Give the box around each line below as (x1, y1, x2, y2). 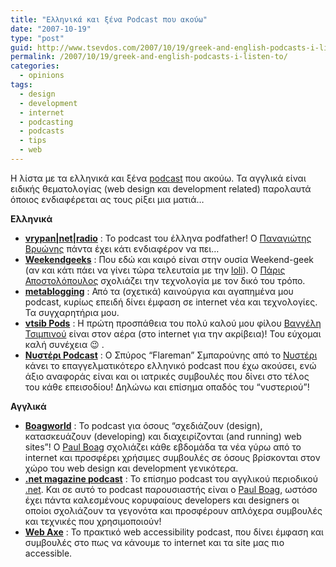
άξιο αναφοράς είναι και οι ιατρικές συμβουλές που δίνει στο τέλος (24, 370, 310, 382)
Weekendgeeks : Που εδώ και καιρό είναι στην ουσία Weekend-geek (24, 253, 315, 265)
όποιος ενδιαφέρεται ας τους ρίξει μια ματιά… (10, 193, 205, 205)
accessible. (24, 547, 73, 559)
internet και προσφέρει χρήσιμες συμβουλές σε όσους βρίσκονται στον (24, 451, 321, 463)
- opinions (19, 71, 65, 81)
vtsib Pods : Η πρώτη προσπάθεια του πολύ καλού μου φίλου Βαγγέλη (24, 317, 322, 329)
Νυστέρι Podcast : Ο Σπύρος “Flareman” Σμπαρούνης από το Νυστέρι (24, 349, 318, 361)
